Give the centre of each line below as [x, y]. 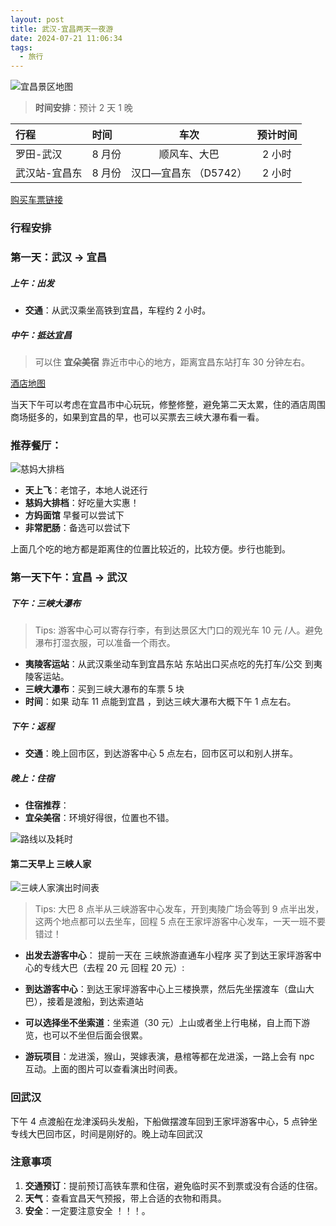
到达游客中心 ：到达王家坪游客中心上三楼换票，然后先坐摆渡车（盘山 [165, 989]
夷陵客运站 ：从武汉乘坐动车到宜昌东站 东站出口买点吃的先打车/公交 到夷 [173, 664]
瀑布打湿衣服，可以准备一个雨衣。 [105, 643]
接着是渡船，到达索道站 [95, 1002]
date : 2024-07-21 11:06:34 [66, 38]
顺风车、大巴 [189, 154]
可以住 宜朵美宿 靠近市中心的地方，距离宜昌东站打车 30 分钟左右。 [172, 362]
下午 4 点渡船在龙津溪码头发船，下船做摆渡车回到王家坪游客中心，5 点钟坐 [164, 1121]
